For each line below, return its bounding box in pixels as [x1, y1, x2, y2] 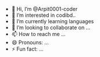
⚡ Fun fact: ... [11, 45, 44, 52]
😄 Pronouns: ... [11, 39, 49, 46]
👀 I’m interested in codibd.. [11, 12, 76, 19]
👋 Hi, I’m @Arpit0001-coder [11, 6, 78, 12]
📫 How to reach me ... [11, 31, 66, 37]
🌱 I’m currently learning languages [11, 18, 94, 24]
